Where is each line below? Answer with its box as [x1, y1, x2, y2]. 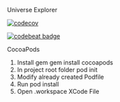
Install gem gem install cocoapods [16, 58, 114, 67]
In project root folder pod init [16, 66, 97, 73]
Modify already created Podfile [16, 73, 104, 81]
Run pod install [16, 80, 59, 88]
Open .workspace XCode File [16, 88, 100, 95]
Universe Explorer [7, 6, 58, 14]
